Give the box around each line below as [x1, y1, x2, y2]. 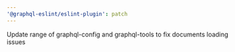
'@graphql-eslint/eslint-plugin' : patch [6, 10, 129, 18]
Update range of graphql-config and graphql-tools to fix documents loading [6, 30, 229, 38]
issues [6, 37, 26, 46]
